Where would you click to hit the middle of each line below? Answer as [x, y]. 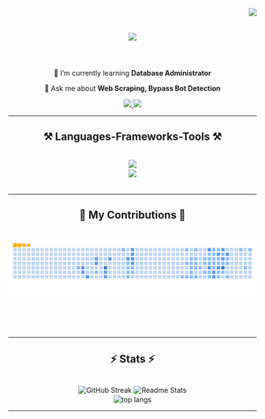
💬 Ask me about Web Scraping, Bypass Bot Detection [132, 88]
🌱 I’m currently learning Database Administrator [132, 73]
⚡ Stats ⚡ [132, 359]
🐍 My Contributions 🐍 [132, 215]
